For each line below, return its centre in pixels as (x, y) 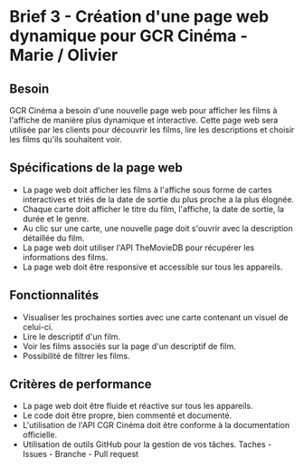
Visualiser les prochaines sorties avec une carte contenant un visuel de (155, 317)
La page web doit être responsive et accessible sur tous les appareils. (152, 267)
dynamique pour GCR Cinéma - (128, 36)
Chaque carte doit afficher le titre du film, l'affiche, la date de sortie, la (153, 209)
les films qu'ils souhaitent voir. (66, 139)
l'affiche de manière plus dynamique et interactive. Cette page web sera (144, 120)
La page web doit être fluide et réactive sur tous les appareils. (138, 406)
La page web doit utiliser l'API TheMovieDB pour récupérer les (138, 248)
